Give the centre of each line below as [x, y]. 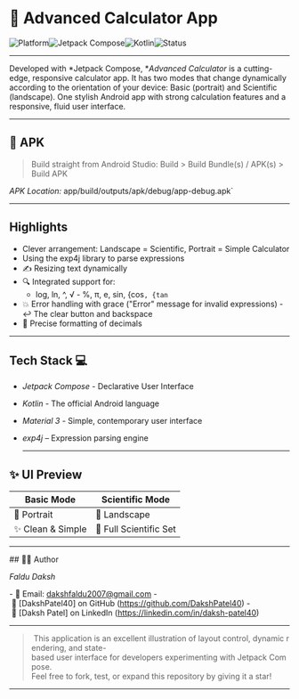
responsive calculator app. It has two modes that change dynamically [160, 77]
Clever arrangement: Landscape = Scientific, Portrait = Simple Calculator [156, 248]
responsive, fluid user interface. [68, 106]
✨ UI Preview [46, 474]
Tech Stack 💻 [48, 360]
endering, [48, 648]
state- [95, 648]
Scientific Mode [136, 500]
